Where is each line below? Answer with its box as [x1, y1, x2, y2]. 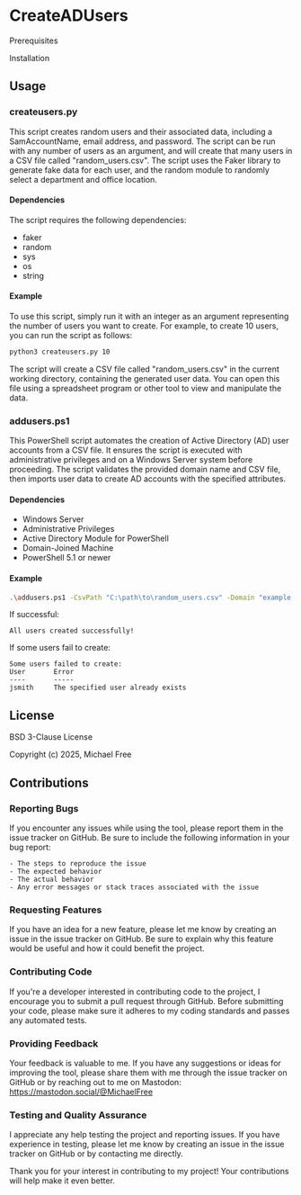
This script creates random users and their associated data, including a [9, 126, 272, 137]
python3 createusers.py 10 [9, 347, 111, 356]
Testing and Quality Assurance [9, 1109, 147, 1121]
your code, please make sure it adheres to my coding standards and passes [9, 1005, 290, 1016]
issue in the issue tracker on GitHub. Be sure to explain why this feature [9, 933, 274, 945]
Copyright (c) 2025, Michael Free [9, 749, 132, 760]
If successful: [9, 609, 60, 620]
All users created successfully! [9, 626, 135, 635]
